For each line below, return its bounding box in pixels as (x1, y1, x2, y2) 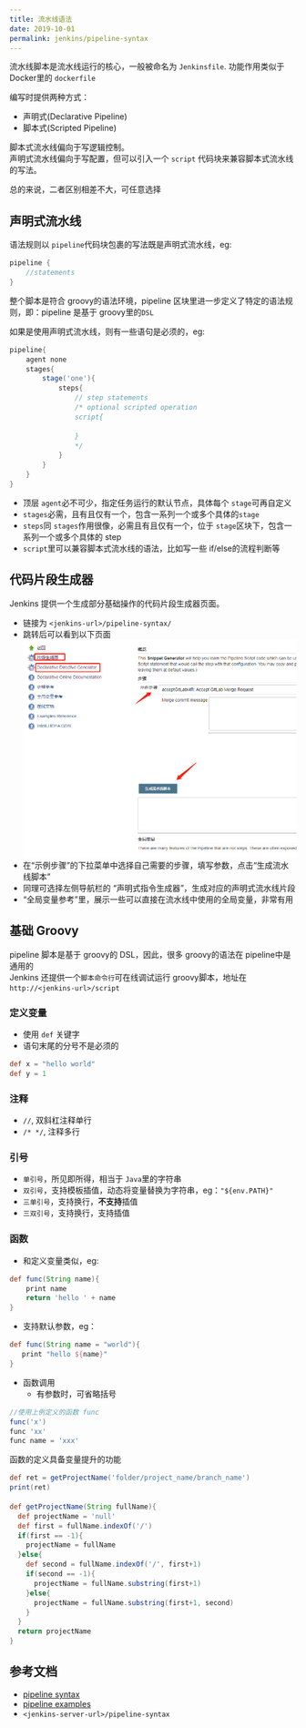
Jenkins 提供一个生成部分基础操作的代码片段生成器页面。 (9, 597, 225, 609)
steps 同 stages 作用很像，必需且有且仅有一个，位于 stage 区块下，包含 (22, 520, 285, 531)
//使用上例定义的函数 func (9, 1408, 100, 1417)
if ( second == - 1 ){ (25, 1570, 96, 1579)
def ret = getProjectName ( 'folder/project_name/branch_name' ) (9, 1473, 250, 1483)
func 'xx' (9, 1427, 47, 1436)
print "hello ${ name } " (21, 1350, 107, 1359)
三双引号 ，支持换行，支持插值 (22, 1207, 130, 1219)
